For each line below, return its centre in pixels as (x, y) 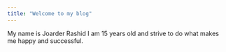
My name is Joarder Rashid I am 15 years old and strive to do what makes (113, 33)
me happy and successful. (45, 41)
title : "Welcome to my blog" (50, 14)
